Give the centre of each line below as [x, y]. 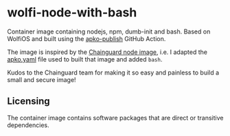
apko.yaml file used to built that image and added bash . [85, 59]
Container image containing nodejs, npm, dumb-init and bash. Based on [109, 31]
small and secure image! [42, 79]
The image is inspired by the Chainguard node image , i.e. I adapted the [107, 52]
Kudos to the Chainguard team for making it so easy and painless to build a [113, 72]
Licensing [28, 101]
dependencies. [28, 125]
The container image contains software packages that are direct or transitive [115, 118]
